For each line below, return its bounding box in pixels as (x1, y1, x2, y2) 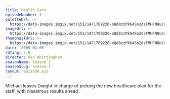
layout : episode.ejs (5, 69, 49, 74)
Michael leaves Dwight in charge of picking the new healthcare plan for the (5, 83, 162, 89)
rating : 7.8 (5, 50, 30, 55)
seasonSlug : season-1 (5, 64, 51, 69)
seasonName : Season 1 (5, 59, 51, 64)
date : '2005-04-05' (5, 45, 47, 50)
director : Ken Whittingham (5, 54, 62, 60)
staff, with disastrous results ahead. (5, 88, 79, 94)
